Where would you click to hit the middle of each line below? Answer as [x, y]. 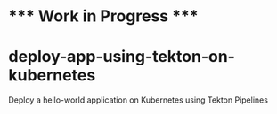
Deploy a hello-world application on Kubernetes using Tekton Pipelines [138, 100]
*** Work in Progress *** [103, 16]
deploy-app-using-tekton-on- [122, 57]
